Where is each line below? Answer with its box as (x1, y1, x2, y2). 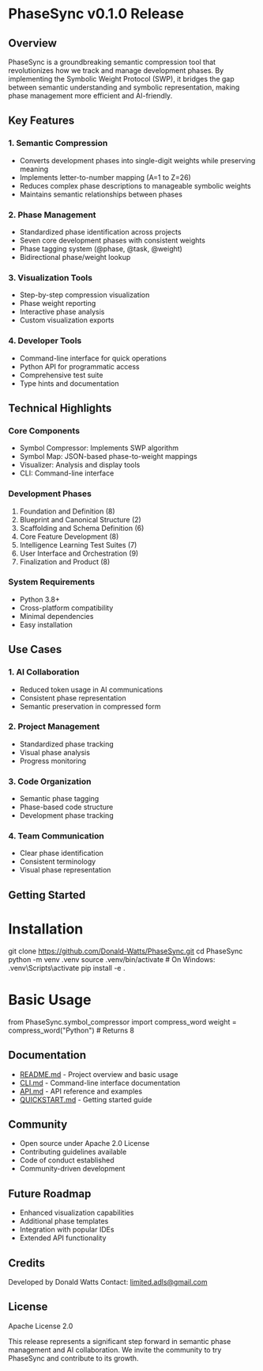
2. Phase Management (8, 209, 96, 220)
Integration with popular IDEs (19, 1225, 115, 1235)
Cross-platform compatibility (19, 603, 114, 613)
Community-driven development (19, 1164, 126, 1174)
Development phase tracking (19, 811, 114, 820)
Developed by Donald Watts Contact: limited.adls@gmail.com (8, 1277, 208, 1286)
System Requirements (8, 576, 96, 587)
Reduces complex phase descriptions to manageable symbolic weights (19, 181, 251, 190)
